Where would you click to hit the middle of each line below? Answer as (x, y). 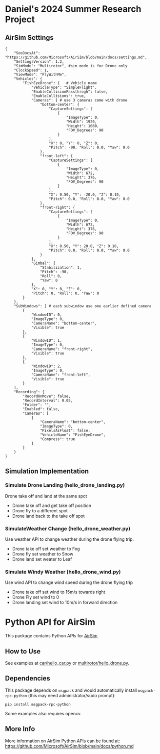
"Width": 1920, (81, 122)
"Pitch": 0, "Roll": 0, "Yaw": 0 (65, 293)
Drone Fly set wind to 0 (36, 597)
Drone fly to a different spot (40, 510)
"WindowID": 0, (47, 315)
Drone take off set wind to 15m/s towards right (59, 592)
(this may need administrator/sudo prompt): (72, 695)
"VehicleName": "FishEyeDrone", (73, 435)
